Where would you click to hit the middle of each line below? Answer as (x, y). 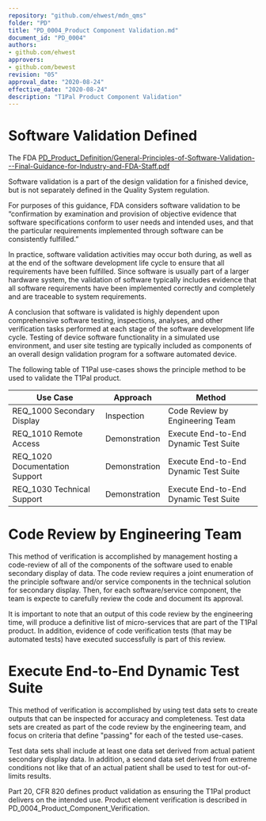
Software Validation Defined (103, 136)
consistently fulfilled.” (44, 240)
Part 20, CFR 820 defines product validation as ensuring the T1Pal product (129, 792)
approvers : (26, 60)
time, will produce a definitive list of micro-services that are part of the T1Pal (133, 623)
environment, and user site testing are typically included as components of (130, 346)
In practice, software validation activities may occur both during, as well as (130, 255)
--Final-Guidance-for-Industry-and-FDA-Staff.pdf (89, 167)
